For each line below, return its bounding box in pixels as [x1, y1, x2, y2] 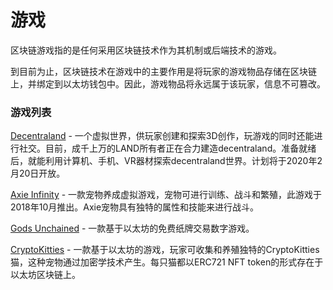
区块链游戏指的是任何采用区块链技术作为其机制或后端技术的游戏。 [10, 44, 282, 56]
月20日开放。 [10, 167, 66, 180]
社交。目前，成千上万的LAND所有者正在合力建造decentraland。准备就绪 [18, 142, 317, 155]
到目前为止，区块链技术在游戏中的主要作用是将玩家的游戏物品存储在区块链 [10, 65, 317, 77]
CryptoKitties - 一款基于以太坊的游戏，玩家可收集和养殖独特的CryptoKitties [10, 244, 320, 256]
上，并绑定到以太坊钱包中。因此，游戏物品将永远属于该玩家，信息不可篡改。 [10, 77, 326, 90]
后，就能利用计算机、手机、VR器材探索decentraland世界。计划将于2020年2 [10, 155, 323, 167]
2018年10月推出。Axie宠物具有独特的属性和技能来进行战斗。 [10, 201, 260, 213]
